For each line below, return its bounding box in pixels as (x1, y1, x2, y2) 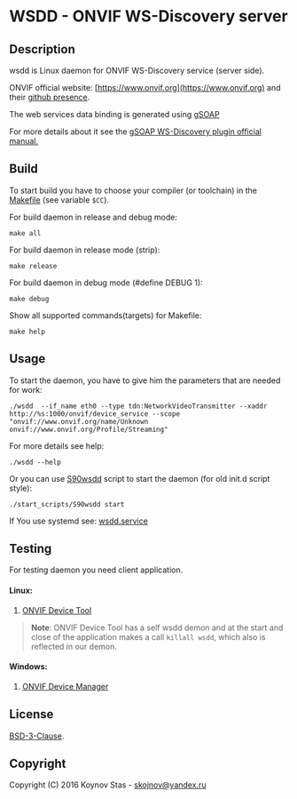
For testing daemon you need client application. (9, 564, 184, 575)
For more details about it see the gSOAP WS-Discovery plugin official (9, 126, 262, 137)
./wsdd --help (9, 458, 62, 467)
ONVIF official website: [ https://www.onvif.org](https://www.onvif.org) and (9, 83, 281, 92)
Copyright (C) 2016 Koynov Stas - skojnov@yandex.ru (9, 779, 207, 790)
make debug (9, 294, 50, 303)
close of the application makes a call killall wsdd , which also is (30, 631, 266, 642)
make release (9, 261, 58, 270)
